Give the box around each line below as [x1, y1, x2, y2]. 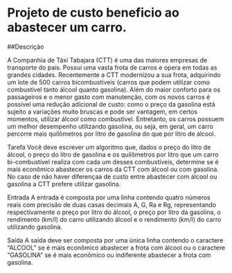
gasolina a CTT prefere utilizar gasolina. [7, 179, 121, 188]
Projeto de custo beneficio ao [7, 5, 180, 21]
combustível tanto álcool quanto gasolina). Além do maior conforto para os [7, 85, 220, 94]
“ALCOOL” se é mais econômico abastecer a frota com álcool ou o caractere [7, 243, 226, 252]
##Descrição [7, 42, 44, 51]
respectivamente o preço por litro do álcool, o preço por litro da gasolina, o [7, 208, 222, 216]
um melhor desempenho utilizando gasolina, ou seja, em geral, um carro [7, 122, 213, 130]
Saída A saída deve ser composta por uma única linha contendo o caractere [7, 236, 224, 244]
